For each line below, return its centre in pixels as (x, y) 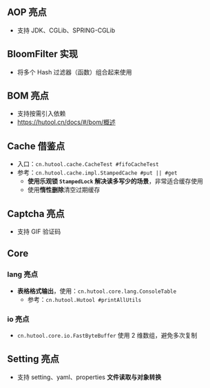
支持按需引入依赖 (41, 114)
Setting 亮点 (33, 359)
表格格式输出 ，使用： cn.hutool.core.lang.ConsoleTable (97, 291)
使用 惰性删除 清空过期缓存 (64, 190)
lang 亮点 (23, 274)
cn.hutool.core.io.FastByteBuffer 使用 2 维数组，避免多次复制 (107, 336)
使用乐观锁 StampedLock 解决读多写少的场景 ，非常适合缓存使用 (115, 181)
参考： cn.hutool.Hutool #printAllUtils (84, 299)
